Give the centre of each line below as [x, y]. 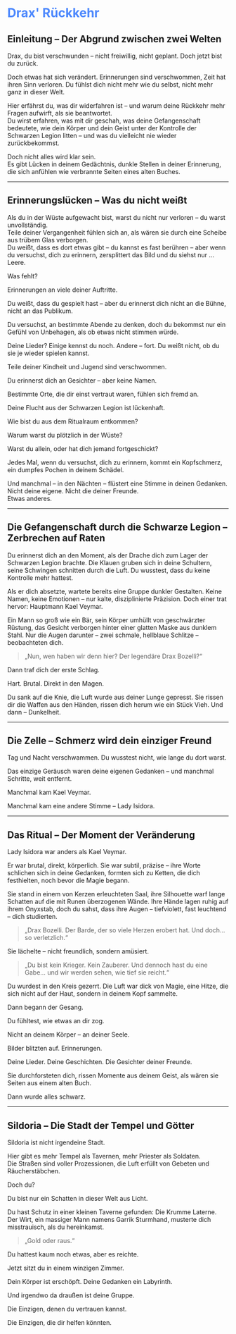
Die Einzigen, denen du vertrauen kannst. [67, 1309]
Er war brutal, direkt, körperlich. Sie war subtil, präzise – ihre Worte [104, 865]
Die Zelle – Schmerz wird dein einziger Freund [110, 741]
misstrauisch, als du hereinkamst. [55, 1227]
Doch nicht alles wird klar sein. [52, 157]
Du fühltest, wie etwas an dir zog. [56, 1021]
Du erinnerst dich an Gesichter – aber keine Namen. [82, 380]
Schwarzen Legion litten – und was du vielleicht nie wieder [92, 136]
